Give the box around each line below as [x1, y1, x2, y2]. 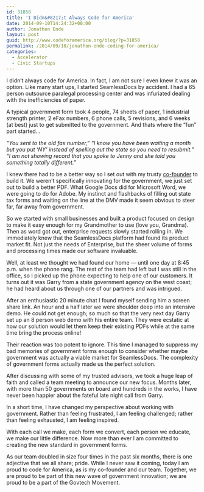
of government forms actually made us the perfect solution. [6, 360, 156, 368]
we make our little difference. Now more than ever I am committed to [6, 434, 178, 442]
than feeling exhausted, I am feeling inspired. [6, 416, 119, 424]
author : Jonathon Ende [6, 26, 64, 32]
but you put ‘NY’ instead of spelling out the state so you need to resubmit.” [6, 146, 194, 153]
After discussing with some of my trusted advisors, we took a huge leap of [6, 372, 193, 379]
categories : [6, 49, 37, 55]
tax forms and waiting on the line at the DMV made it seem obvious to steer [6, 196, 195, 204]
